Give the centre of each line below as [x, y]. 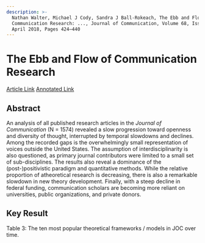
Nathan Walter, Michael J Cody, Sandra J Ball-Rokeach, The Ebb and [101, 18]
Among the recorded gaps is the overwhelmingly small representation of [97, 142]
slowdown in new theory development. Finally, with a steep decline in [93, 181]
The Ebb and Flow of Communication [102, 59]
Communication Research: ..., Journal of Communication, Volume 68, [101, 23]
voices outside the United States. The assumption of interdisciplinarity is [97, 149]
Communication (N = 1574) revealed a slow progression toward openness [99, 129]
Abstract [23, 108]
